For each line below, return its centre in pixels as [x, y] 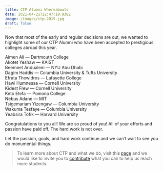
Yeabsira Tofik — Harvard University [42, 114]
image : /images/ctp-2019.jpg [35, 19]
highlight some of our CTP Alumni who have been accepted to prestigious [79, 43]
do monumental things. [28, 144]
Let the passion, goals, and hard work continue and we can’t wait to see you [82, 139]
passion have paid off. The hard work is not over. [54, 129]
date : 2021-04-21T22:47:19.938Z [38, 14]
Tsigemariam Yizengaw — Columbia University [52, 104]
